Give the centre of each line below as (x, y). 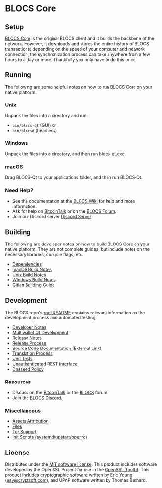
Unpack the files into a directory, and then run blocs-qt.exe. (66, 154)
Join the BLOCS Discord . (37, 398)
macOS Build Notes (32, 269)
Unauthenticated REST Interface (45, 364)
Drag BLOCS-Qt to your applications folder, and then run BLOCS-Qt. (74, 177)
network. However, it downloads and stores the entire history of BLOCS (77, 44)
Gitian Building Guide (33, 285)
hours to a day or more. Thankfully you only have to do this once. (71, 59)
